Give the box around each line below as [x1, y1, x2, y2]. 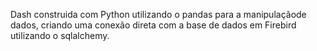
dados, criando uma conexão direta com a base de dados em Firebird [10, 19, 297, 31]
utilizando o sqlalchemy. [10, 30, 110, 41]
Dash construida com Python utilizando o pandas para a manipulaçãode [10, 9, 307, 20]
